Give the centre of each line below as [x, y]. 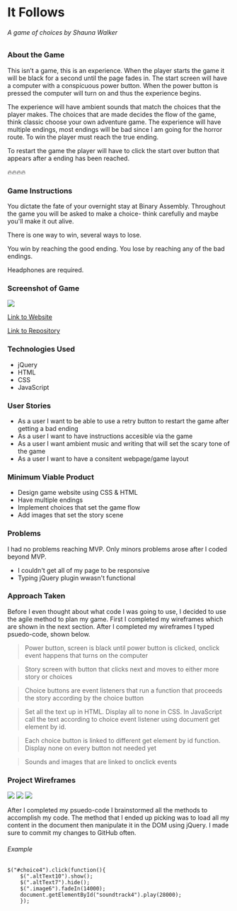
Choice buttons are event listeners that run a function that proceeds [123, 690]
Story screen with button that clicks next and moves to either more [122, 669]
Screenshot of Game [44, 288]
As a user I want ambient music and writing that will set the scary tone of [123, 443]
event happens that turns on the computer [86, 655]
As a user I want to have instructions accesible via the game [105, 436]
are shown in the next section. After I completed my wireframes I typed [111, 626]
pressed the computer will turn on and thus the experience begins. [104, 93]
